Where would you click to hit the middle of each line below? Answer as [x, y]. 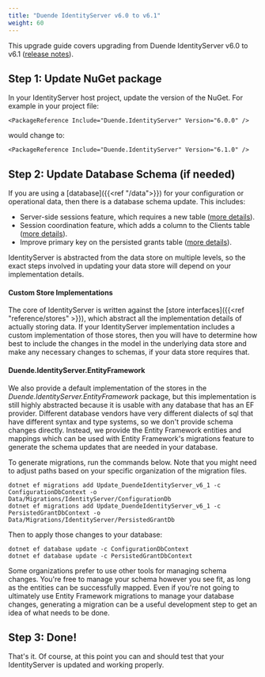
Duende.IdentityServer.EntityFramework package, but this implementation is [132, 396]
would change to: [36, 135]
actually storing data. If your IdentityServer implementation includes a [122, 327]
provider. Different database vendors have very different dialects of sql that [131, 413]
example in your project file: [53, 106]
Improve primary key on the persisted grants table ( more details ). [125, 242]
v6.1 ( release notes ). [41, 54]
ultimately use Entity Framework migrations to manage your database [121, 595]
